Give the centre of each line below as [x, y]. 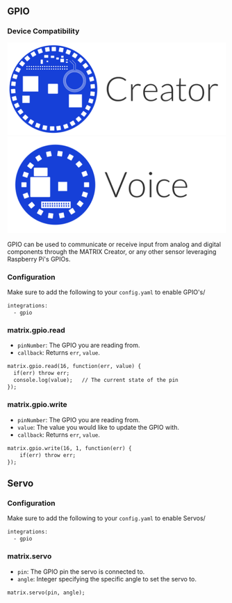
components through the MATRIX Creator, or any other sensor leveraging [112, 251]
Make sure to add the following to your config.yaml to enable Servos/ [107, 518]
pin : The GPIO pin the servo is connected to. [81, 571]
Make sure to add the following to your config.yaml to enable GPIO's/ [106, 292]
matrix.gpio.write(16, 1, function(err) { [69, 448]
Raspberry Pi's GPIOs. [39, 259]
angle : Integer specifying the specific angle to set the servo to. [107, 579]
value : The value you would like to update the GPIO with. [98, 427]
